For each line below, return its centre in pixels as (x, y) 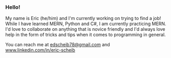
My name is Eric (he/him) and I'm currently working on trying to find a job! (83, 18)
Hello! (13, 7)
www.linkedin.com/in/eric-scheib (40, 50)
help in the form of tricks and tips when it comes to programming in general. (85, 35)
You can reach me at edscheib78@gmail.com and (58, 45)
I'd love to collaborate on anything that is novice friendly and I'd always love (85, 29)
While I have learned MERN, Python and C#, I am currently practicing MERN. (86, 24)
